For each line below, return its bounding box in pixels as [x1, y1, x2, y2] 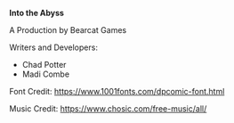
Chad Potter [21, 60, 67, 70]
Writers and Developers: [9, 42, 98, 53]
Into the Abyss [9, 8, 65, 18]
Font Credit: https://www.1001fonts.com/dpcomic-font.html [9, 86, 225, 96]
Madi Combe [21, 69, 69, 79]
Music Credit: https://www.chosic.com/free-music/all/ [9, 103, 207, 114]
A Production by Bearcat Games [9, 25, 127, 35]
